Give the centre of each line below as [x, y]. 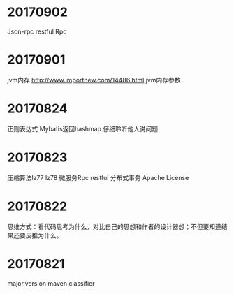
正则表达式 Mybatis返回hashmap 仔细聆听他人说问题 [83, 128]
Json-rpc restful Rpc [37, 31]
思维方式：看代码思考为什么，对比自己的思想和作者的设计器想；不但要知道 [114, 226]
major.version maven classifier [51, 283]
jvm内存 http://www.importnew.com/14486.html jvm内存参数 [94, 80]
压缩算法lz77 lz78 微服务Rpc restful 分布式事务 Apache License [98, 177]
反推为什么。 [44, 235]
